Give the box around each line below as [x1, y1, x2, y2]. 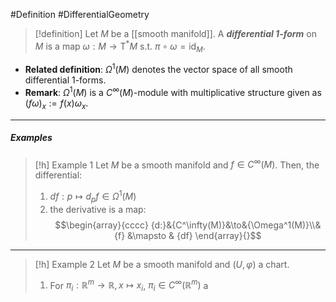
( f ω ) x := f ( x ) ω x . [24, 97, 89, 111]
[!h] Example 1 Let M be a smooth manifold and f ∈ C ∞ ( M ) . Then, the [34, 157, 320, 171]
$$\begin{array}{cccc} [54, 219, 149, 231]
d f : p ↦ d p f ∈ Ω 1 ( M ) [49, 189, 137, 204]
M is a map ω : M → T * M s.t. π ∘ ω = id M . [34, 39, 206, 54]
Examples [10, 132, 53, 144]
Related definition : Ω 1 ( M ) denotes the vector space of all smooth [24, 62, 293, 76]
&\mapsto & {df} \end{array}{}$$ [127, 229, 262, 241]
